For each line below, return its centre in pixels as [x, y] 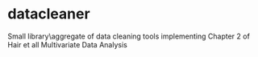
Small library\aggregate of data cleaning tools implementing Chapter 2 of [129, 36]
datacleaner [49, 14]
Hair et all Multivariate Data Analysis [68, 44]
